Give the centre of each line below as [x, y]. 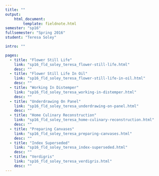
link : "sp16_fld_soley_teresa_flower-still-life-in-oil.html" [80, 78]
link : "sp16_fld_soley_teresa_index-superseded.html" [71, 147]
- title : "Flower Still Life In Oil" [49, 74]
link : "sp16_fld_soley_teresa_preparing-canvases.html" [73, 134]
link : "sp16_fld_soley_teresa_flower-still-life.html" [72, 64]
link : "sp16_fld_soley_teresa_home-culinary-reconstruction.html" [84, 120]
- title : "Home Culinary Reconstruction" [53, 115]
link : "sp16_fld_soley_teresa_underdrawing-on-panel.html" [77, 106]
